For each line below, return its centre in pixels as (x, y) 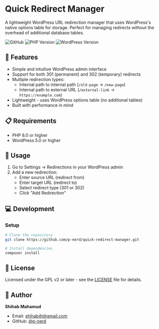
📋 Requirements (31, 121)
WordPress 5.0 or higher (36, 140)
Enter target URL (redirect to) (48, 182)
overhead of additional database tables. (45, 33)
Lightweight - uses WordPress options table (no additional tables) (77, 100)
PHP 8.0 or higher (30, 135)
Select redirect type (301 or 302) (52, 188)
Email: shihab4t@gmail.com (40, 316)
